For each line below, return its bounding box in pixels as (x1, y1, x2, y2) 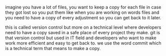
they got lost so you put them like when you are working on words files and (5, 9, 160, 15)
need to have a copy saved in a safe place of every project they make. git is (5, 30, 161, 35)
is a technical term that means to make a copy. (5, 46, 101, 51)
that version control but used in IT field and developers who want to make (5, 35, 157, 41)
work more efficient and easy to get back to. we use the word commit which (5, 40, 162, 46)
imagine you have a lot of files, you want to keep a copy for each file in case (5, 4, 162, 10)
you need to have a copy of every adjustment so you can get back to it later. (5, 15, 162, 20)
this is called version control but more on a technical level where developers (5, 24, 162, 30)
